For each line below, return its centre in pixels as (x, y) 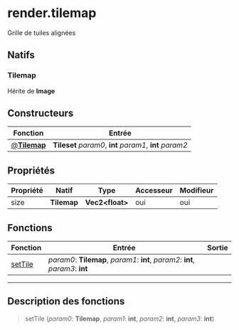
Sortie (218, 248)
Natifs (21, 55)
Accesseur (154, 191)
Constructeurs (41, 113)
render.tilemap (52, 13)
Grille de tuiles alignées (42, 33)
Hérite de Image (31, 91)
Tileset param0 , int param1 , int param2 (120, 145)
